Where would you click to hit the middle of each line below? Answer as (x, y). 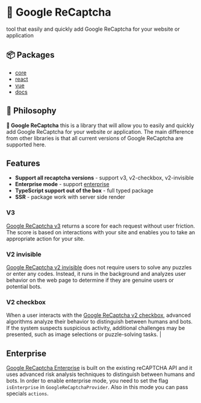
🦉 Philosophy (31, 111)
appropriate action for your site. (45, 239)
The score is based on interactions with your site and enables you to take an (101, 232)
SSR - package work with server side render (70, 197)
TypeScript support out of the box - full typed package (84, 191)
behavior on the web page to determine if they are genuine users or (90, 280)
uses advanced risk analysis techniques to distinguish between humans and (100, 374)
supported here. (26, 145)
